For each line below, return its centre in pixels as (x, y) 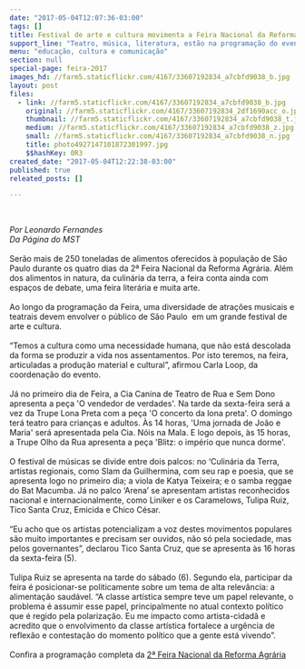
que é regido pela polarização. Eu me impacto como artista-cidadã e (138, 616)
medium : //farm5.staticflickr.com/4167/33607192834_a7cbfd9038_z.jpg (160, 128)
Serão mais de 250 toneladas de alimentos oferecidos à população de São (148, 259)
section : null (36, 60)
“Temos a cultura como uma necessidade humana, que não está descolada (150, 345)
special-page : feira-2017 (58, 69)
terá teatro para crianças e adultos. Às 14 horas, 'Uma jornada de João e (145, 423)
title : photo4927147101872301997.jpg (97, 145)
